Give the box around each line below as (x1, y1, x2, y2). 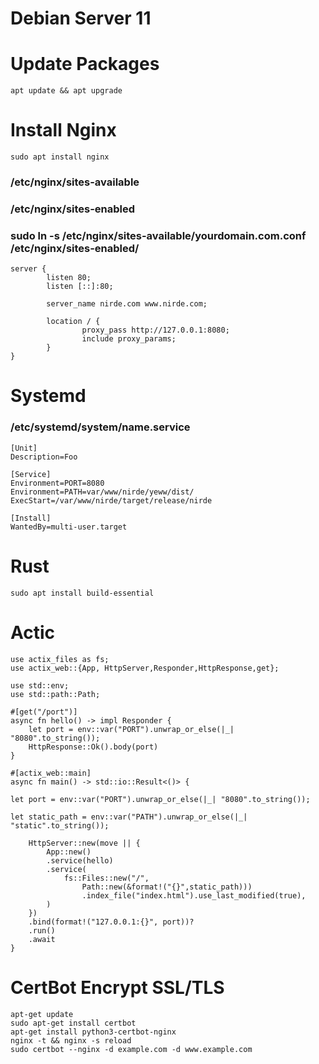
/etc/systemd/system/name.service (10, 420, 191, 434)
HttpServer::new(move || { (28, 838, 141, 848)
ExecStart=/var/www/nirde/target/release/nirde (10, 495, 213, 506)
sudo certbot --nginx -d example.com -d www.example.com (10, 1044, 253, 1054)
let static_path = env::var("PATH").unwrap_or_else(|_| (10, 812, 248, 822)
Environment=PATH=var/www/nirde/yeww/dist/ (10, 487, 195, 497)
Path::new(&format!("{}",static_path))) (81, 882, 253, 892)
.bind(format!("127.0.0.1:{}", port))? (28, 917, 195, 927)
